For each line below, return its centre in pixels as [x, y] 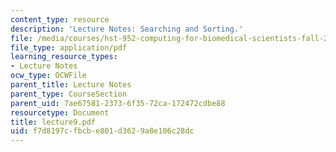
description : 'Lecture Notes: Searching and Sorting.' [127, 29]
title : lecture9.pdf [53, 122]
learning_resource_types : [64, 57]
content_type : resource [60, 19]
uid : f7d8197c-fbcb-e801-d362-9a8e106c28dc [102, 131]
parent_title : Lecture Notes [71, 85]
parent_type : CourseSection [69, 94]
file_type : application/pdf [69, 47]
